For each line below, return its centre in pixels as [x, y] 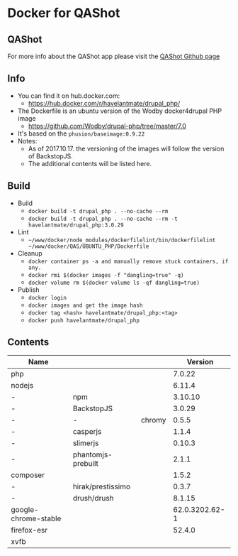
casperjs [87, 432]
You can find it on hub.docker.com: [69, 96]
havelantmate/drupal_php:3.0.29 [76, 225]
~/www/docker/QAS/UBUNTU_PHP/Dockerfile [89, 246]
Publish [29, 290]
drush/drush [93, 498]
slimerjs [86, 443]
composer [28, 475]
